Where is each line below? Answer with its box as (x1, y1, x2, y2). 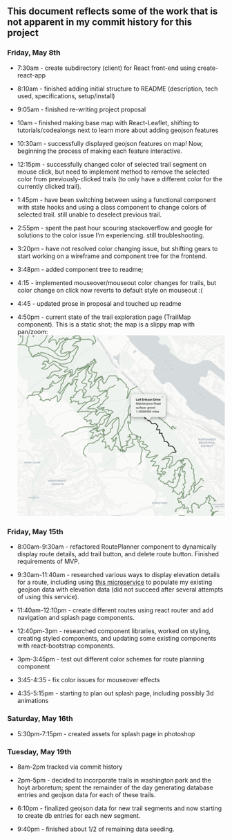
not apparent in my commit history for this (7, 17, 193, 28)
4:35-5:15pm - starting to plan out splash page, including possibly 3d (17, 689, 214, 697)
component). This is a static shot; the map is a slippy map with (17, 320, 195, 328)
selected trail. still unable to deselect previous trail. (17, 210, 162, 219)
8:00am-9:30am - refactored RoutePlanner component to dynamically (17, 542, 217, 551)
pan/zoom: (17, 327, 48, 336)
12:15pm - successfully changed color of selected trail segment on (17, 160, 207, 168)
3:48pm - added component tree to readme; (17, 265, 144, 273)
